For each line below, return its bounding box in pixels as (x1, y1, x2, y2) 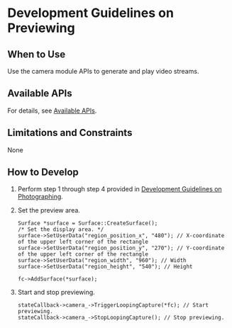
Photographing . (17, 193, 64, 201)
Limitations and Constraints (7, 127, 133, 139)
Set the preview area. (17, 206, 80, 215)
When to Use (7, 48, 66, 60)
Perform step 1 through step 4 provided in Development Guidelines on (17, 185, 222, 193)
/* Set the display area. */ (17, 226, 104, 233)
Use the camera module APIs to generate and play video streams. (7, 67, 199, 75)
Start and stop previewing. (17, 288, 96, 297)
